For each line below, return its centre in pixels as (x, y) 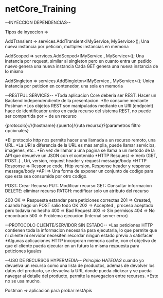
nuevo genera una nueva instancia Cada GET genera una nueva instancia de (81, 66)
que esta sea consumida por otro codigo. (46, 176)
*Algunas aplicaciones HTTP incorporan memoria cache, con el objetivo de (81, 240)
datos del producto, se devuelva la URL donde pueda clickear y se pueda (78, 270)
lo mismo (14, 71)
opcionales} (17, 130)
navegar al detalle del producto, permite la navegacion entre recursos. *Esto (82, 276)
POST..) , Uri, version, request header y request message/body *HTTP (76, 160)
